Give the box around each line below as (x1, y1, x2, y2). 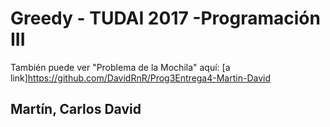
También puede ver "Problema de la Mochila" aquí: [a (10, 61, 231, 73)
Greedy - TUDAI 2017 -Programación (10, 7, 321, 30)
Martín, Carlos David (10, 101, 142, 118)
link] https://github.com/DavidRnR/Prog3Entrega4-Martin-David (10, 72, 271, 84)
